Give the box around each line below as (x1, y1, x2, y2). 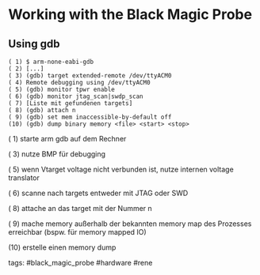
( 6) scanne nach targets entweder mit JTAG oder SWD (8, 188, 189, 198)
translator (8, 173, 40, 183)
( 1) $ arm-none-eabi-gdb (8, 58, 94, 66)
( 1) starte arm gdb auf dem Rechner (8, 134, 127, 143)
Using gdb (8, 37, 60, 51)
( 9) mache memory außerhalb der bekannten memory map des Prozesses (8, 219, 252, 228)
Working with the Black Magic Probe (8, 6, 252, 24)
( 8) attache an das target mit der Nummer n (8, 204, 152, 213)
